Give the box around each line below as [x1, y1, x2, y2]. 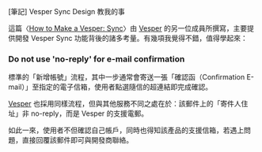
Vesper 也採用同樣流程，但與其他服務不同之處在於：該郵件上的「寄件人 [8, 99, 241, 109]
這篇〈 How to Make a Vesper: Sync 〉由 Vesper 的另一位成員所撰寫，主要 [8, 24, 248, 33]
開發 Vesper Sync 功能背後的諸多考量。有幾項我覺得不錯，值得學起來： [14, 34, 248, 43]
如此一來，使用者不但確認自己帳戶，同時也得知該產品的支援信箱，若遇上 [8, 125, 244, 135]
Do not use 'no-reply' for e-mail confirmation [8, 54, 185, 65]
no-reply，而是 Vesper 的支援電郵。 [30, 109, 149, 118]
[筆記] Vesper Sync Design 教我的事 [8, 7, 125, 16]
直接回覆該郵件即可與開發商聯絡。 [21, 135, 133, 145]
